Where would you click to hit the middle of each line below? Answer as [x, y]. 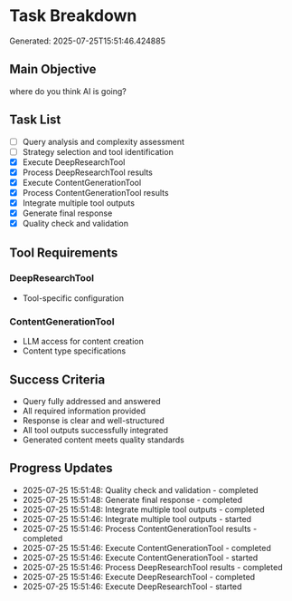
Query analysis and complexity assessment [104, 141]
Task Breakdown [73, 16]
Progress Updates [61, 468]
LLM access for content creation [83, 342]
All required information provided [84, 411]
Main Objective [53, 69]
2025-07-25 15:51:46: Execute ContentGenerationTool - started [140, 557]
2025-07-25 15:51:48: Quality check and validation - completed [141, 490]
